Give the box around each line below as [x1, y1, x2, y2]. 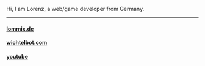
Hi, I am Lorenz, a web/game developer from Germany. [6, 5, 145, 12]
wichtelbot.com [6, 39, 48, 46]
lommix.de [6, 24, 34, 32]
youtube [6, 53, 29, 60]
